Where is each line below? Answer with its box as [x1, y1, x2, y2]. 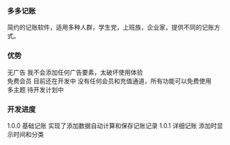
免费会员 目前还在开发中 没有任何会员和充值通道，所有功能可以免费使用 [7, 76, 212, 85]
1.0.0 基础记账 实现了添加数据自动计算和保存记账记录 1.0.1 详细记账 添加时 [7, 121, 217, 130]
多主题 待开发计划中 [7, 85, 64, 94]
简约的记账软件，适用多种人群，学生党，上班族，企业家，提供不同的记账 [7, 23, 214, 32]
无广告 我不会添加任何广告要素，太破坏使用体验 [7, 68, 143, 76]
